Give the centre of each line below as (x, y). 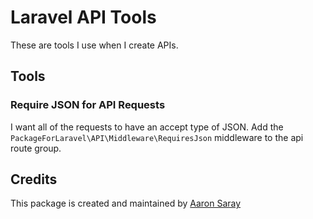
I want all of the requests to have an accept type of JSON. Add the (147, 127)
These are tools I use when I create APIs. (94, 45)
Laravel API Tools (83, 17)
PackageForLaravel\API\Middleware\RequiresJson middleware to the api (157, 137)
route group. (36, 148)
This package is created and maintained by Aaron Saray (126, 203)
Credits (34, 179)
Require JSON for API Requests (88, 105)
